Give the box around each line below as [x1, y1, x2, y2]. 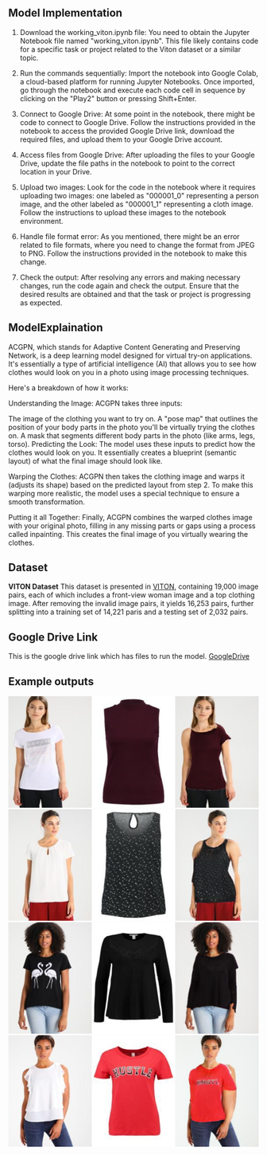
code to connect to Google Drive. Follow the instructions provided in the [19, 117, 256, 127]
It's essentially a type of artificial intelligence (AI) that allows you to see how [8, 358, 257, 369]
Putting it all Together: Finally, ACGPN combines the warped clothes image [8, 512, 253, 522]
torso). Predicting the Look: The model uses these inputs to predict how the [8, 439, 256, 448]
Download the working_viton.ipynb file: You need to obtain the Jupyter [19, 27, 250, 37]
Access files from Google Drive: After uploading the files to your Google [19, 150, 256, 159]
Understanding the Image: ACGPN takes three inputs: [8, 398, 183, 408]
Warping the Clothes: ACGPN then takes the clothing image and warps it [8, 472, 245, 481]
